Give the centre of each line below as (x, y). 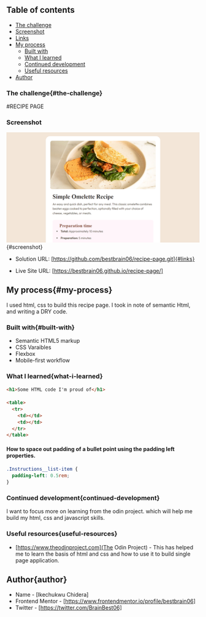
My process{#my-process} (59, 290)
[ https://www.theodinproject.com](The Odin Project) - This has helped (104, 547)
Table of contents (40, 10)
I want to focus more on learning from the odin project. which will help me (100, 511)
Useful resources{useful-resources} (62, 534)
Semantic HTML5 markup (48, 340)
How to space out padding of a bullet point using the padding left (90, 449)
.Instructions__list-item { (42, 470)
